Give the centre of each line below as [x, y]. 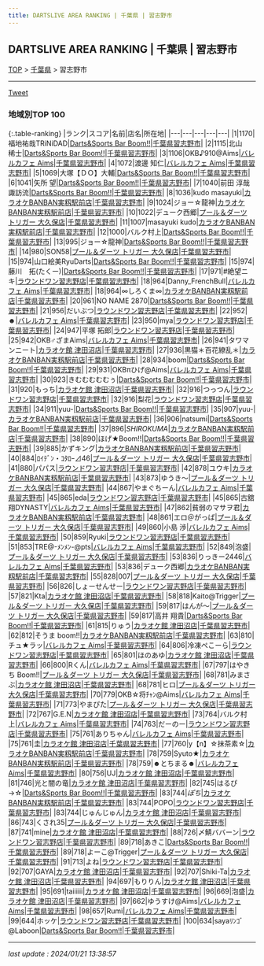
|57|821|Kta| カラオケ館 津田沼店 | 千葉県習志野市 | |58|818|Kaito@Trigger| [125, 596]
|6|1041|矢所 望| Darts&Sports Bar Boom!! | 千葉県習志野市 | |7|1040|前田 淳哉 [129, 183]
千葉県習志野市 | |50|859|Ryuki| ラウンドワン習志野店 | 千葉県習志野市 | [119, 537]
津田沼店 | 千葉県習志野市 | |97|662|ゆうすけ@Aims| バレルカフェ [139, 901]
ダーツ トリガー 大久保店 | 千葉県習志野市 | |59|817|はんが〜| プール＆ [130, 605]
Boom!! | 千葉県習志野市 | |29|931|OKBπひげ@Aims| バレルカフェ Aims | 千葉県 [130, 369]
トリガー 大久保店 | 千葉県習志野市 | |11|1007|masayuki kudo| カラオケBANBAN [132, 222]
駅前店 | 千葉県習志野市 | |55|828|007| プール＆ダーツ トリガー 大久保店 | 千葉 [135, 576]
